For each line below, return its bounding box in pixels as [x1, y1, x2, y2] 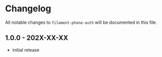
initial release [12, 47, 40, 53]
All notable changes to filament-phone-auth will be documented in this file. [5, 19, 157, 25]
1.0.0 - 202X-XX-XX [5, 34, 68, 42]
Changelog [5, 3, 51, 14]
